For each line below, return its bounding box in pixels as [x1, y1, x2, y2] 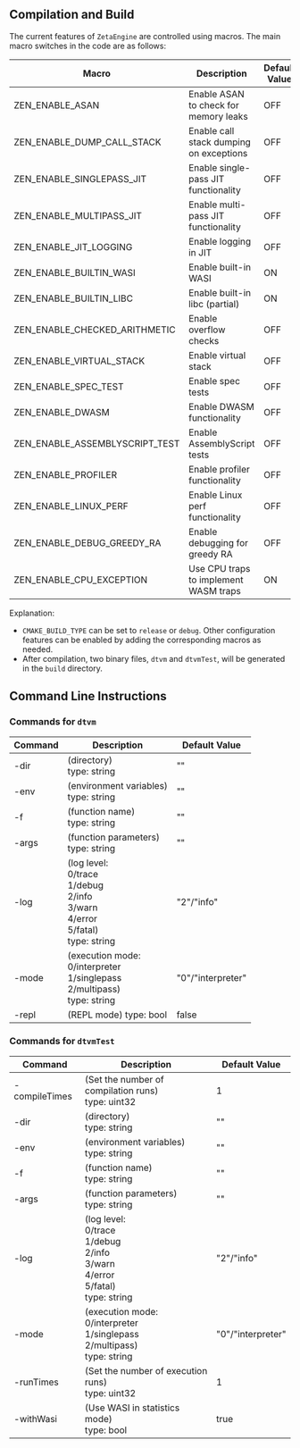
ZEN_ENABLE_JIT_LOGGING [13, 240, 133, 253]
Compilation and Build [9, 7, 135, 22]
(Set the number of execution [84, 1364, 208, 1377]
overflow [188, 323, 226, 336]
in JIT [188, 246, 212, 258]
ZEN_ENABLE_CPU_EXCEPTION [13, 573, 148, 586]
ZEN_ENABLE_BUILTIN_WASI [13, 266, 136, 279]
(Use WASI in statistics [84, 1402, 180, 1414]
